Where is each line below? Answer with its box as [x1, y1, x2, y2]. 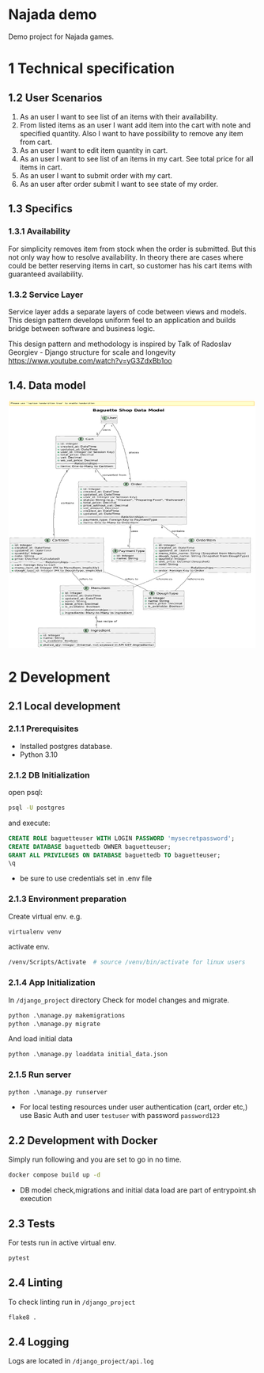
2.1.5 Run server [8, 1069, 72, 1080]
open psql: [8, 787, 43, 797]
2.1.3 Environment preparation [8, 893, 127, 904]
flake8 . [8, 1313, 37, 1322]
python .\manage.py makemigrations [8, 1011, 126, 1019]
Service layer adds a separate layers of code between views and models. [8, 306, 247, 316]
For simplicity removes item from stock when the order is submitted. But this [8, 244, 257, 253]
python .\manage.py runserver [8, 1088, 108, 1096]
